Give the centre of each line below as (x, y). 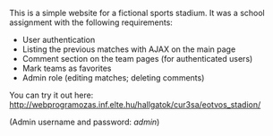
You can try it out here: (51, 95)
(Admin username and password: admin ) (85, 122)
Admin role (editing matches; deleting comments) (113, 78)
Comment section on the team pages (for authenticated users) (137, 59)
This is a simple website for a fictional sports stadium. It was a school (137, 13)
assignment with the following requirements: (91, 22)
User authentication (59, 40)
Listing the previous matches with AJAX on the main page (129, 49)
